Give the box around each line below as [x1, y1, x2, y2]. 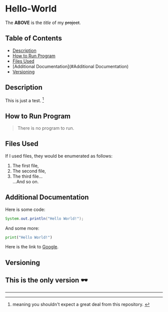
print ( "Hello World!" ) [5, 235, 52, 240]
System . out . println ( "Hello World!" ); [5, 216, 84, 221]
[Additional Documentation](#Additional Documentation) [12, 63, 129, 69]
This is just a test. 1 [5, 96, 44, 103]
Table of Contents [5, 34, 62, 43]
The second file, [12, 168, 46, 174]
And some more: [5, 225, 39, 231]
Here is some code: [5, 206, 45, 212]
